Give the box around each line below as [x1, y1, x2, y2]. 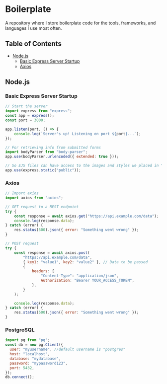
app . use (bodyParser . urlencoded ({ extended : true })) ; [5, 154, 119, 159]
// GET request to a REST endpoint [5, 204, 79, 209]
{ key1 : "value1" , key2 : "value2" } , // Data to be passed [23, 259, 148, 264]
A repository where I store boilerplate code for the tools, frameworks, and [5, 20, 156, 26]
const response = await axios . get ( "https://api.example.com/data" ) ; [14, 214, 159, 219]
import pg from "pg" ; [5, 338, 50, 343]
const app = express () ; [5, 113, 55, 118]
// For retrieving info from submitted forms [5, 145, 101, 150]
